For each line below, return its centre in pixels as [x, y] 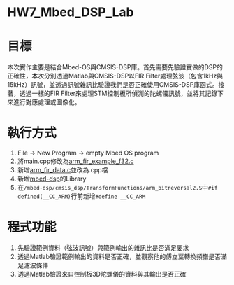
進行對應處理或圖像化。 [47, 102]
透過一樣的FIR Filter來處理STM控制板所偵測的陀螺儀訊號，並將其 [112, 93]
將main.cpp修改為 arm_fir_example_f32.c [75, 161]
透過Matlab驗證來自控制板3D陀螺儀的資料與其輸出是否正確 [102, 274]
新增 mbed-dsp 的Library [52, 179]
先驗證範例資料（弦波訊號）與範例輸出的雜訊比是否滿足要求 [103, 248]
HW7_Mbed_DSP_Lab [71, 12]
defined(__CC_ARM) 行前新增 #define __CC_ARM [81, 196]
